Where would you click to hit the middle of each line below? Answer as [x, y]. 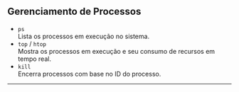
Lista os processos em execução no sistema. [84, 36]
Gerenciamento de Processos [74, 12]
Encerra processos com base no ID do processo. [89, 74]
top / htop [32, 44]
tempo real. [34, 59]
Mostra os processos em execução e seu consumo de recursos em [116, 51]
